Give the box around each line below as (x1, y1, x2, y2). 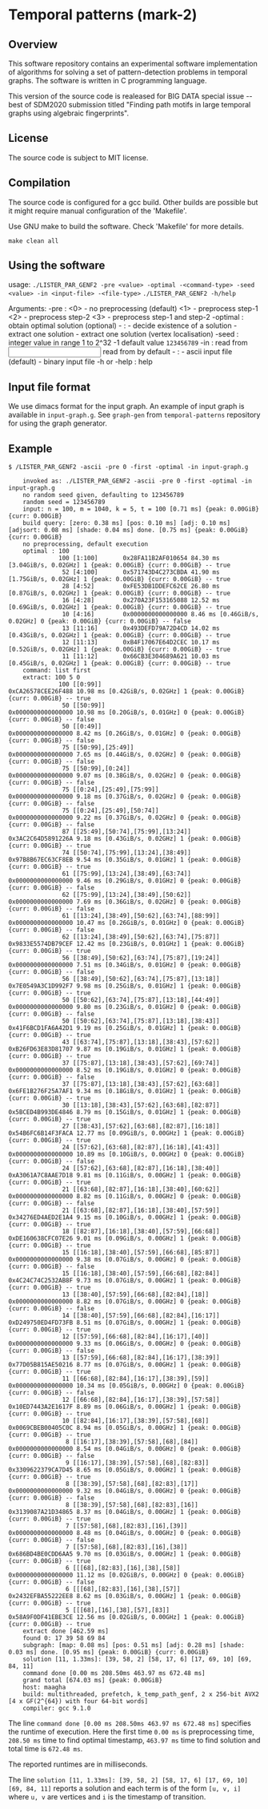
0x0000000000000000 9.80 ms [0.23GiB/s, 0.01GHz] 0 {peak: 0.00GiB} (8, 1003, 242, 1012)
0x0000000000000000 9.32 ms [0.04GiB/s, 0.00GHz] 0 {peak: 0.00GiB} (8, 1487, 242, 1496)
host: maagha (22, 1683, 66, 1692)
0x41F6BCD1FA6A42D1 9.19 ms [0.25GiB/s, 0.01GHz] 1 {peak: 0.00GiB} (8, 1024, 242, 1032)
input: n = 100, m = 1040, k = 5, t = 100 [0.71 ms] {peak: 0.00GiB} (22, 505, 260, 514)
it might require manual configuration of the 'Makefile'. (8, 206, 187, 216)
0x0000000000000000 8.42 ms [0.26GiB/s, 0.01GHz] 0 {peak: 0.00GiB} (8, 729, 242, 738)
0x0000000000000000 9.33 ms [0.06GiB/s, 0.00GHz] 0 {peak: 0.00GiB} (8, 1340, 242, 1348)
